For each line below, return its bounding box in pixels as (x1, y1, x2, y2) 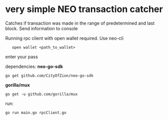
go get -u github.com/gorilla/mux (5, 91, 78, 96)
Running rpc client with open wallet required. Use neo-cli (5, 35, 124, 41)
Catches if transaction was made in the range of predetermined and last (5, 20, 155, 26)
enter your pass (5, 54, 38, 60)
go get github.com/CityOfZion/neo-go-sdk (5, 73, 94, 78)
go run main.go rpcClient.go (5, 110, 67, 115)
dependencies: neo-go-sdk (5, 63, 63, 69)
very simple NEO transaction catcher (5, 4, 163, 15)
